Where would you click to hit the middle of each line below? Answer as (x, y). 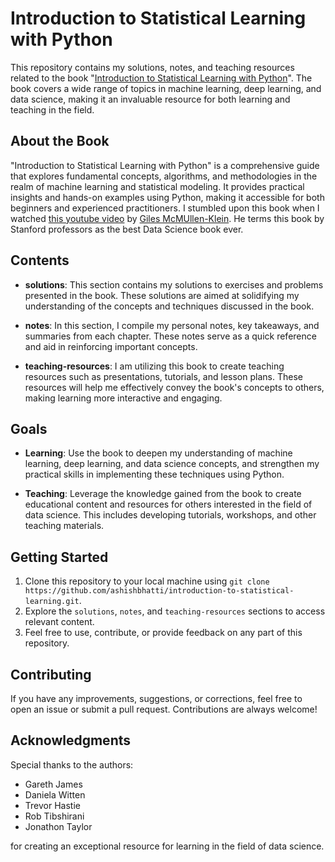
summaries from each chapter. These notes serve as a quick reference (170, 336)
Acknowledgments (71, 740)
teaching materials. (64, 526)
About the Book (60, 141)
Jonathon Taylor (58, 826)
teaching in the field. (52, 109)
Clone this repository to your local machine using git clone (147, 581)
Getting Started (59, 557)
